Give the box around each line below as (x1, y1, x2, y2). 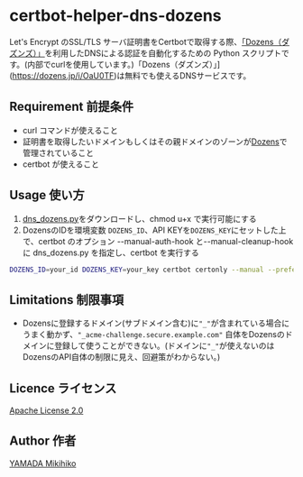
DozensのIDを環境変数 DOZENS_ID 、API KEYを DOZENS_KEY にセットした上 (22, 225, 287, 235)
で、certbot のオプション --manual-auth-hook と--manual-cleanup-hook (22, 235, 294, 246)
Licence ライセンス (9, 381, 117, 396)
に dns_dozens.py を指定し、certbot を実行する (22, 247, 200, 258)
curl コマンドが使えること (22, 124, 119, 135)
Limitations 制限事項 (9, 292, 124, 307)
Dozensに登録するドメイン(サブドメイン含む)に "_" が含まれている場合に (22, 317, 290, 329)
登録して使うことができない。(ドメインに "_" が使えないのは (53, 340, 275, 352)
